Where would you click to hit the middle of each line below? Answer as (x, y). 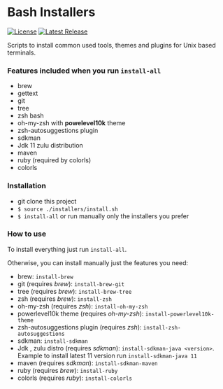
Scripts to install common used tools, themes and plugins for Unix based (111, 45)
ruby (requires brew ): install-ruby (67, 370)
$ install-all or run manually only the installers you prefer (103, 216)
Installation (27, 186)
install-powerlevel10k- (180, 314)
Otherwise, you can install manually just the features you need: (98, 262)
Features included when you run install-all (84, 71)
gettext (28, 93)
